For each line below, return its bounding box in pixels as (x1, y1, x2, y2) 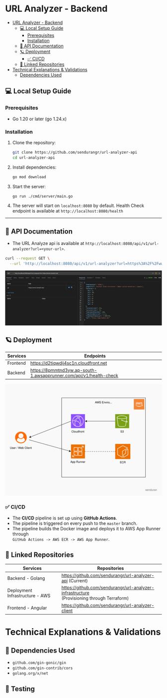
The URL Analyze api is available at (12, 240, 84, 246)
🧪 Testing (5, 685, 35, 693)
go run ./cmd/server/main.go (12, 194, 73, 199)
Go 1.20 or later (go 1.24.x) (12, 116, 67, 122)
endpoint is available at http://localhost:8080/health (12, 208, 123, 214)
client (61, 607, 73, 614)
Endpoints (84, 353, 106, 359)
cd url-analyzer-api (12, 155, 55, 160)
